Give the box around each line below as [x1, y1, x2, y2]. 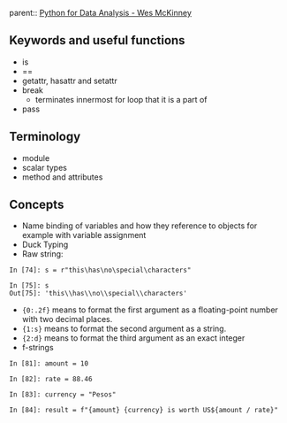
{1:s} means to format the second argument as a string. [21, 323, 227, 335]
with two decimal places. [21, 314, 113, 325]
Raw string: [21, 249, 64, 259]
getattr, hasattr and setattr [21, 75, 117, 86]
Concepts [9, 197, 64, 212]
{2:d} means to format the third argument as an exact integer [21, 333, 245, 343]
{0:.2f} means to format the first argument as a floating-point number [21, 304, 278, 315]
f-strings [21, 342, 55, 353]
